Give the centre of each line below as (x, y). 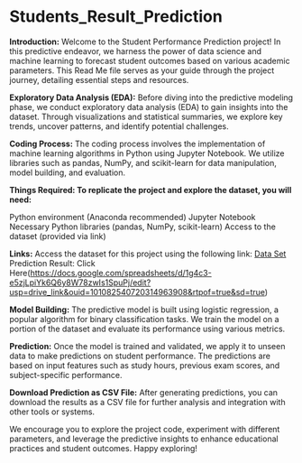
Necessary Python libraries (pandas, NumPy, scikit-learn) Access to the (143, 227)
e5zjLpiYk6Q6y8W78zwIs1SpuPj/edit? (80, 282)
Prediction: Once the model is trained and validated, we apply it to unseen (147, 346)
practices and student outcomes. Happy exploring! (104, 448)
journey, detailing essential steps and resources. (99, 79)
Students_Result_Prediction (116, 17)
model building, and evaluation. (68, 172)
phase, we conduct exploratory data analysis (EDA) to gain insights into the (149, 106)
